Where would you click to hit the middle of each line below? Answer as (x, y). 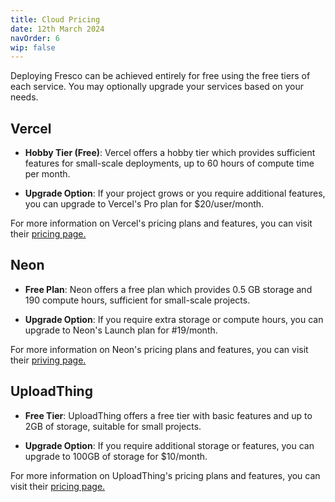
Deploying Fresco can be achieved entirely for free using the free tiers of (160, 76)
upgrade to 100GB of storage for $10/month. (116, 456)
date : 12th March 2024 (57, 29)
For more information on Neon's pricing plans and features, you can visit (159, 349)
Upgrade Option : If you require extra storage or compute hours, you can (174, 319)
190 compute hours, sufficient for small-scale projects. (137, 300)
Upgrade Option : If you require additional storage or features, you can (169, 445)
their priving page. (48, 360)
